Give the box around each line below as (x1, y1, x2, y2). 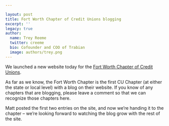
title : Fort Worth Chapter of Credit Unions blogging (5, 16, 122, 22)
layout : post (5, 12, 33, 17)
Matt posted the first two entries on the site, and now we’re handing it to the (5, 105, 164, 111)
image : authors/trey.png (10, 49, 62, 55)
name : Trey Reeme (10, 36, 47, 41)
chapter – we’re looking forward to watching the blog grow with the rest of (5, 110, 160, 116)
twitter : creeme (10, 40, 44, 46)
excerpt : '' (5, 21, 30, 26)
